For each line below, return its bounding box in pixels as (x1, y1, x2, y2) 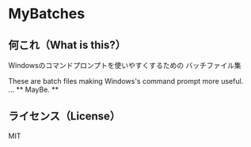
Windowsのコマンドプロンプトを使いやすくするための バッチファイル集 (8, 61, 241, 70)
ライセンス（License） (8, 110, 121, 123)
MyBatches (8, 5, 86, 23)
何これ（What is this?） (8, 38, 127, 51)
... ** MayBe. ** (8, 85, 59, 94)
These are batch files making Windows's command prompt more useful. (8, 77, 244, 85)
